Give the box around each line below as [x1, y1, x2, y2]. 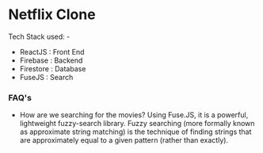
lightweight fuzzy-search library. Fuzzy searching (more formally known [19, 119, 255, 128]
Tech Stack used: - [8, 32, 71, 41]
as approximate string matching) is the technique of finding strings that [19, 127, 252, 136]
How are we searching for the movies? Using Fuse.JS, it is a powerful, [19, 110, 249, 120]
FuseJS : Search [19, 72, 74, 82]
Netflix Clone [8, 6, 97, 24]
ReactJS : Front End [19, 47, 85, 56]
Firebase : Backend [19, 55, 83, 65]
